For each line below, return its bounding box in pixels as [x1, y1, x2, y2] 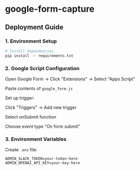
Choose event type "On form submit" [5, 123, 80, 129]
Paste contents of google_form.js [5, 85, 73, 91]
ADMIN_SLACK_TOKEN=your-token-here [5, 156, 78, 161]
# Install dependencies [5, 49, 54, 53]
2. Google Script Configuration [5, 65, 80, 72]
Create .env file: [5, 147, 38, 153]
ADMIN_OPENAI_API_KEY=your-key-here [5, 161, 80, 166]
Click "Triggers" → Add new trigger [5, 104, 77, 110]
